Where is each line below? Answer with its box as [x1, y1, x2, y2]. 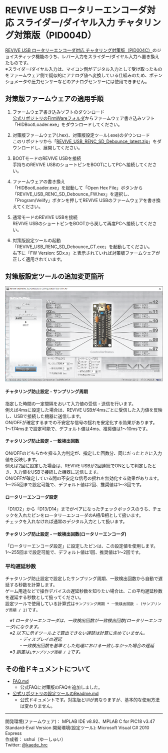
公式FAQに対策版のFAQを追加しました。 [19, 684, 103, 690]
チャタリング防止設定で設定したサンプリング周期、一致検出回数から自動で [5, 575, 158, 582]
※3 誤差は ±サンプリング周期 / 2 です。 [9, 649, 83, 655]
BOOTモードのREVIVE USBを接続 [12, 155, 81, 161]
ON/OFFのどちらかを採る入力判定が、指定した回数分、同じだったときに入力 [5, 450, 162, 456]
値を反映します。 [5, 456, 40, 462]
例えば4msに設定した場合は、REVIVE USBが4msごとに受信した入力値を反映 [5, 407, 162, 413]
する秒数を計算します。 [9, 582, 57, 588]
